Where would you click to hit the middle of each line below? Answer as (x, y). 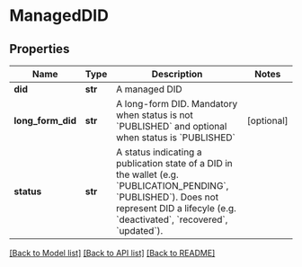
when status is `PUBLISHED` (175, 138)
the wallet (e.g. (147, 174)
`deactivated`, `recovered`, (172, 219)
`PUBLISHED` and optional (171, 126)
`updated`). (139, 231)
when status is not (154, 115)
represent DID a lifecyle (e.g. (176, 208)
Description (177, 74)
